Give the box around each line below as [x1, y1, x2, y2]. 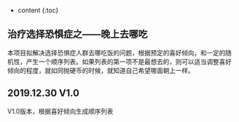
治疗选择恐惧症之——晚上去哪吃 [7, 28, 148, 40]
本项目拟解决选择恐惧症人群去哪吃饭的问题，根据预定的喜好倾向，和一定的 [7, 48, 225, 57]
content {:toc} [17, 6, 59, 14]
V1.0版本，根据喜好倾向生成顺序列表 [7, 106, 114, 116]
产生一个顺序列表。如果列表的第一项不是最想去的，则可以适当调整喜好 [26, 57, 232, 66]
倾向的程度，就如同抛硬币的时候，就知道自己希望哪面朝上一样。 [7, 66, 194, 74]
